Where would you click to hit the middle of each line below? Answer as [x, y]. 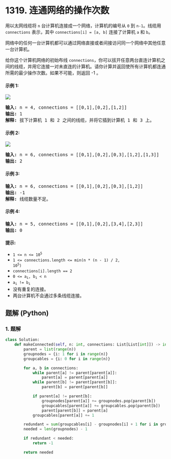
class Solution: [22, 340]
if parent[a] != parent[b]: [62, 396]
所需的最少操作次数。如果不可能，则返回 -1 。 [53, 73]
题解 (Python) [27, 313]
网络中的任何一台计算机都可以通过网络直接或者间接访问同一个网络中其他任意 [85, 43]
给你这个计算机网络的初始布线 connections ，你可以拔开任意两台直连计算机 [83, 60]
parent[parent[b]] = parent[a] [75, 410]
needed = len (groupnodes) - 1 [55, 429]
